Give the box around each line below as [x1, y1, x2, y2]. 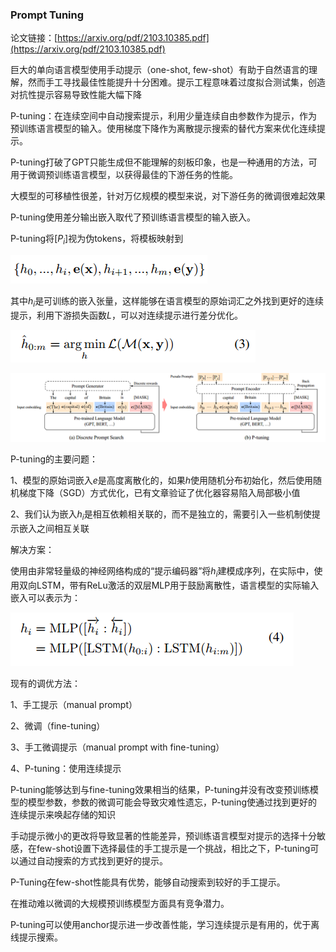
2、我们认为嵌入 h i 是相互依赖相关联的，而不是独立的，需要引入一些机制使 [10, 508, 312, 522]
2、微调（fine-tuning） [10, 719, 106, 732]
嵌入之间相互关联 [18, 522, 90, 534]
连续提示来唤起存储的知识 [10, 808, 116, 820]
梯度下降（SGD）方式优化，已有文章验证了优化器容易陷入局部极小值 [18, 487, 301, 499]
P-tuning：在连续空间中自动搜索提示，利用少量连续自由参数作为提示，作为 [10, 110, 318, 122]
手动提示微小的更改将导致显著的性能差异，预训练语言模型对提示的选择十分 [10, 829, 317, 842]
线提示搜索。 [10, 931, 63, 943]
